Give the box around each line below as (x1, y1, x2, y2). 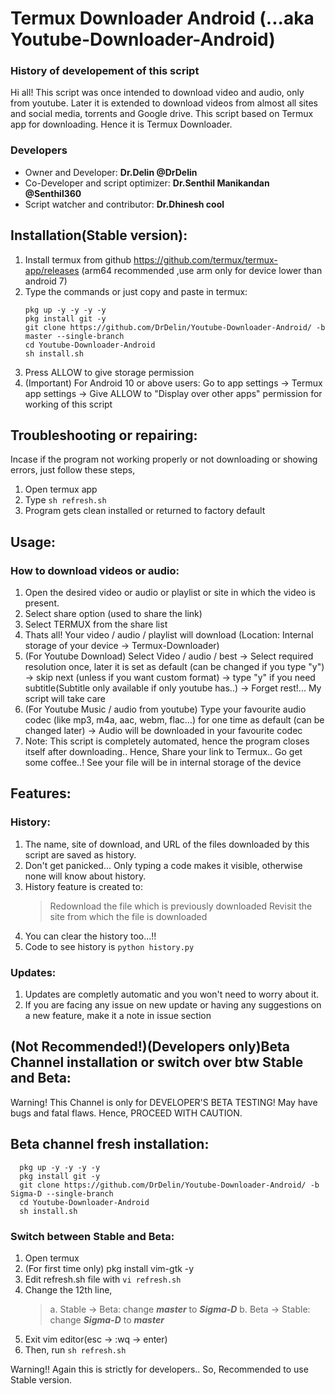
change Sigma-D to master (49, 1314, 165, 1326)
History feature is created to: (24, 880, 143, 892)
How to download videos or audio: (10, 563, 180, 577)
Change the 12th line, (24, 1284, 113, 1296)
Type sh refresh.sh (24, 494, 107, 506)
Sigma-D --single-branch (10, 1188, 114, 1199)
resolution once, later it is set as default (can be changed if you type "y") (24, 661, 325, 673)
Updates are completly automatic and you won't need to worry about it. (24, 988, 320, 1001)
